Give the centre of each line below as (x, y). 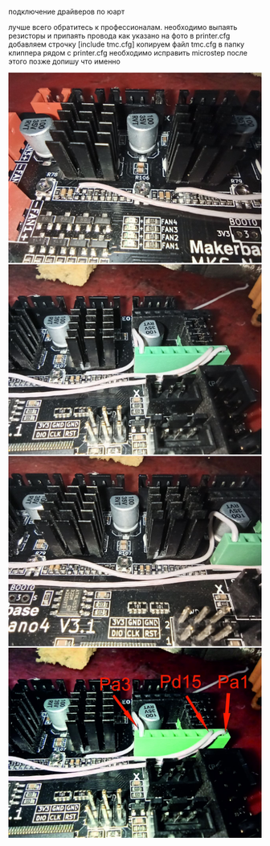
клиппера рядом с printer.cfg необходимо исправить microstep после (128, 53)
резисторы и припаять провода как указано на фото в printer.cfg (119, 36)
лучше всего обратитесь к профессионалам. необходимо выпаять (123, 27)
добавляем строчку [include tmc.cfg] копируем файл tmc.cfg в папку (127, 44)
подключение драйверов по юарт (67, 12)
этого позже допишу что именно (64, 61)
